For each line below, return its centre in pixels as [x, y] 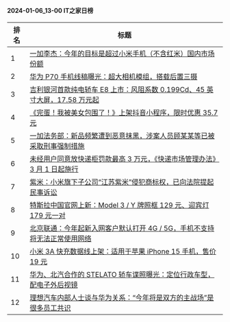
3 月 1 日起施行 [54, 169]
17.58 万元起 [78, 100]
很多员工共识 [50, 308]
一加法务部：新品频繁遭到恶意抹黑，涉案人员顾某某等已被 [122, 136]
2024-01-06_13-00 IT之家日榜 [50, 10]
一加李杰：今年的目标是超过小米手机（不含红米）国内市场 [122, 53]
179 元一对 [48, 216]
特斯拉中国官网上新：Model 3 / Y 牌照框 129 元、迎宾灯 [119, 206]
